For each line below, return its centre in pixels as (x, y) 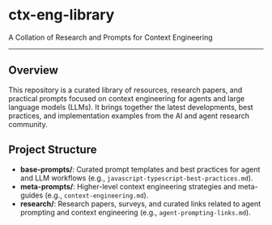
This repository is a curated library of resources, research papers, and (125, 90)
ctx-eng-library (62, 15)
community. (28, 124)
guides (32, 195)
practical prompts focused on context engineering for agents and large (127, 98)
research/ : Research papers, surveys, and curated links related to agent (140, 203)
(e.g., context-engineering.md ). (97, 195)
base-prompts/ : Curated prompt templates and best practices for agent (140, 169)
